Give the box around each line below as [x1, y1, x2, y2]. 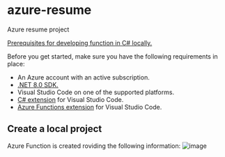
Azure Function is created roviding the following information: [7, 142, 181, 150]
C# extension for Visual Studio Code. [17, 95, 124, 103]
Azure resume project [7, 25, 70, 33]
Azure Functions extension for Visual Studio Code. [17, 103, 162, 111]
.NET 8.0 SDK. [17, 80, 59, 89]
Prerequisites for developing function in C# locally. [7, 38, 153, 47]
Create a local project [7, 123, 102, 135]
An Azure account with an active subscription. [17, 73, 150, 82]
